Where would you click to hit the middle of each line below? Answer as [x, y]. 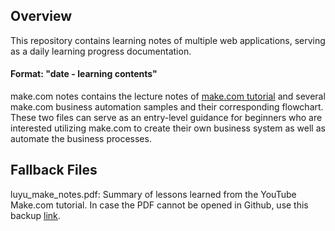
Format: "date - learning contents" [84, 74]
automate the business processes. [81, 139]
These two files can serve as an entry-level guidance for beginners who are [166, 118]
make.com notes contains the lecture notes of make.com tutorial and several [168, 96]
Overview [41, 16]
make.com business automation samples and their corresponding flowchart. [167, 107]
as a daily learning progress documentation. [101, 51]
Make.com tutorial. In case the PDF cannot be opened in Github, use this [159, 205]
